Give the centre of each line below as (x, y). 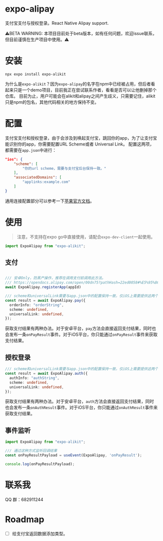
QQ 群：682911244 (24, 499)
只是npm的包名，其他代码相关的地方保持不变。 (52, 102)
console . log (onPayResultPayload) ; (40, 464)
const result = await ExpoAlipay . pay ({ (45, 300)
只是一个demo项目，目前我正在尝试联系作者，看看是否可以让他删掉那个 (85, 90)
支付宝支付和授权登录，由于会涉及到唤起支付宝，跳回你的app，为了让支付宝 (81, 138)
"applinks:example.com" (46, 182)
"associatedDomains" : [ (38, 178)
